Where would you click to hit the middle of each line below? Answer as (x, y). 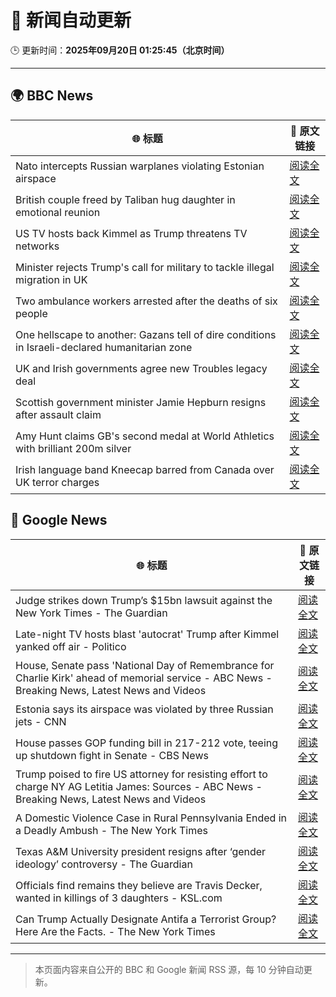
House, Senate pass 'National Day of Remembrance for (145, 665)
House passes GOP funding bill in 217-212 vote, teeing (147, 743)
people (31, 313)
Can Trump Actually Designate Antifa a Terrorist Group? (146, 919)
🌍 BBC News (52, 96)
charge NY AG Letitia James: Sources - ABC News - (139, 786)
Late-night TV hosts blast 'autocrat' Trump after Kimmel (147, 634)
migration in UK (51, 279)
